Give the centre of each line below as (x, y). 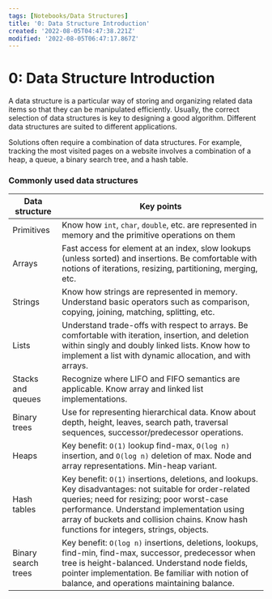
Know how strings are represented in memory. (150, 292)
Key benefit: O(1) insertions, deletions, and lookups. (160, 479)
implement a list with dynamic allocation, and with (156, 355)
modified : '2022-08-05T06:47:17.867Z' (74, 38)
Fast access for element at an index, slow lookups (156, 249)
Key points (161, 206)
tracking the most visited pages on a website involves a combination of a (130, 151)
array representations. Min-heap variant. (139, 466)
